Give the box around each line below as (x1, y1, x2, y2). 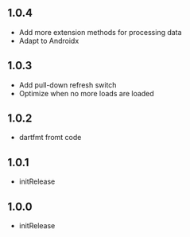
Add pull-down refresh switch (18, 80, 117, 90)
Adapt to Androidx (18, 36, 79, 45)
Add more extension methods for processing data (18, 27, 182, 37)
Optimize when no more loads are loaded (18, 88, 154, 98)
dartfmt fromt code (18, 133, 82, 142)
